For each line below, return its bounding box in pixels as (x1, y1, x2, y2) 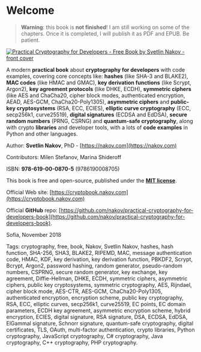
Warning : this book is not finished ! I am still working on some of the (20, 24, 190, 31)
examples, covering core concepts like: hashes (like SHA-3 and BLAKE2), (6, 72, 188, 80)
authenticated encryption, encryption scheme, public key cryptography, (6, 294, 184, 301)
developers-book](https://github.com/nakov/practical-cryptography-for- (6, 213, 185, 220)
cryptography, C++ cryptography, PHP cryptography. (6, 339, 138, 346)
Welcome (6, 4, 55, 17)
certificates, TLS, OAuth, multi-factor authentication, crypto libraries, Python (6, 326, 195, 333)
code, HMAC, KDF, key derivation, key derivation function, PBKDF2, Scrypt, (6, 256, 193, 263)
